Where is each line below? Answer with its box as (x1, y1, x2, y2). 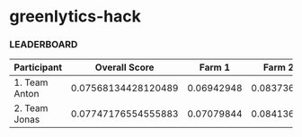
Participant (13, 61, 63, 73)
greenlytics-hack (9, 6, 141, 27)
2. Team (13, 102, 49, 115)
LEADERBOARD (9, 39, 78, 51)
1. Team (13, 76, 49, 89)
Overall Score (94, 61, 155, 73)
